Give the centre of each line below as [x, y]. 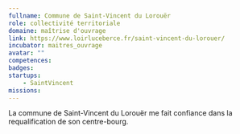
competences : [30, 61]
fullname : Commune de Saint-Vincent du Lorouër [90, 16]
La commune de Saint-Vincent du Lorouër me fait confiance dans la [120, 113]
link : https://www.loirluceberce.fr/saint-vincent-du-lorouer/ [117, 38]
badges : [21, 68]
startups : [25, 75]
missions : [25, 90]
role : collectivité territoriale [64, 23]
